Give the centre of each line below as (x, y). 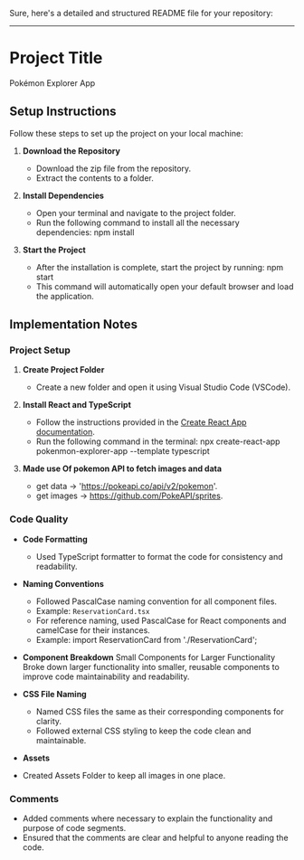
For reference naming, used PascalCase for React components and (161, 620)
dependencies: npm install (85, 232)
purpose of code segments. (74, 828)
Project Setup (40, 350)
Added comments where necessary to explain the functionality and (147, 818)
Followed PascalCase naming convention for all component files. (157, 601)
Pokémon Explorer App (52, 83)
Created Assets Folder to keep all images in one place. (124, 775)
